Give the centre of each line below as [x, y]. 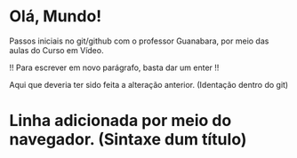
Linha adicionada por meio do [120, 121]
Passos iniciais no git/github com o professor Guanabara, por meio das [139, 41]
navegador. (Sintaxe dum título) [128, 140]
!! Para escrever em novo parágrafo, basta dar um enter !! [114, 67]
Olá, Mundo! [56, 16]
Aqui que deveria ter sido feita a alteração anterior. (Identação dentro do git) [149, 84]
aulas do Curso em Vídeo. [56, 50]
